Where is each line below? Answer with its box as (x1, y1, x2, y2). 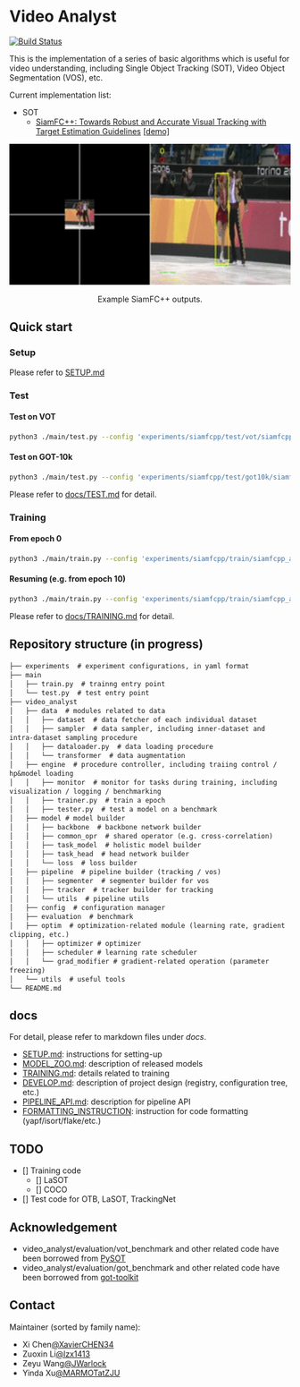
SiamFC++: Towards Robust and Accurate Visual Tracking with (35, 116, 267, 127)
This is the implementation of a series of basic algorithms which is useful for (9, 53, 290, 64)
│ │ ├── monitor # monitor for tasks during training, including (9, 778, 278, 787)
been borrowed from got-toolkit (21, 1272, 139, 1283)
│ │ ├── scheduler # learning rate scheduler (9, 948, 198, 957)
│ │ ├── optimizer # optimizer (9, 939, 142, 948)
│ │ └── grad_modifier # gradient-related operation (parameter (9, 957, 270, 966)
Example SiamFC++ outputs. (97, 294, 203, 304)
